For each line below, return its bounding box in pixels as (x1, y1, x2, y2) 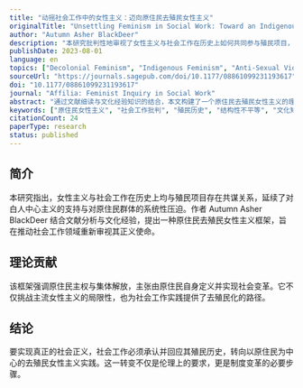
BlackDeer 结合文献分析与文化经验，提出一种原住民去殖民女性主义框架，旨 (9, 214, 287, 226)
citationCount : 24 (9, 114, 78, 123)
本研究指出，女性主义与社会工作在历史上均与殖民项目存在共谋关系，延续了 (9, 191, 286, 203)
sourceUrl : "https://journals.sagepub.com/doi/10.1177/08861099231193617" (9, 72, 297, 81)
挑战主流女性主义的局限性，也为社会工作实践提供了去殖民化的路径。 (16, 291, 271, 302)
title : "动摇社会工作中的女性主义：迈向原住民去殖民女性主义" (9, 13, 214, 23)
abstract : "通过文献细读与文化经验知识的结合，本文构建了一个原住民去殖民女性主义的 (9, 97, 289, 106)
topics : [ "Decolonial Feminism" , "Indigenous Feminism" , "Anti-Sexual (9, 64, 280, 73)
